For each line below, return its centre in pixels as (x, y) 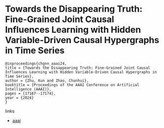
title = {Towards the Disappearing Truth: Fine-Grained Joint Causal (78, 68)
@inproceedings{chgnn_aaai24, (36, 64)
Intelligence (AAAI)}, (28, 89)
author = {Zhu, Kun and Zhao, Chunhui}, (47, 81)
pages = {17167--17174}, (30, 93)
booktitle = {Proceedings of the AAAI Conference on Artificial (72, 85)
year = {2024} (20, 98)
